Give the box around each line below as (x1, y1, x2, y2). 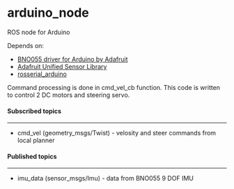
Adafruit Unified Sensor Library (17, 62, 107, 70)
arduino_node (7, 5, 89, 21)
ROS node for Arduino (7, 28, 70, 36)
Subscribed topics (7, 107, 61, 115)
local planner (17, 136, 55, 144)
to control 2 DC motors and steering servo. (7, 91, 130, 99)
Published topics (7, 152, 57, 160)
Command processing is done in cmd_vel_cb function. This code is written (7, 83, 221, 91)
